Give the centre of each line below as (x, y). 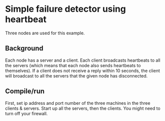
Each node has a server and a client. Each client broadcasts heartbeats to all (83, 60)
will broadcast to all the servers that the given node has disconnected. (76, 76)
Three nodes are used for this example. (45, 33)
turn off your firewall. (26, 113)
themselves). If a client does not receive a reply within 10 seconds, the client (82, 71)
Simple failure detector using (66, 9)
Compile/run (25, 91)
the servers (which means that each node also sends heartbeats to (73, 65)
